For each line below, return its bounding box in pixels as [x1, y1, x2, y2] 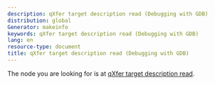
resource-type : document [7, 43, 81, 50]
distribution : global [7, 17, 72, 24]
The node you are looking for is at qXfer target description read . [7, 69, 195, 78]
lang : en [7, 37, 33, 44]
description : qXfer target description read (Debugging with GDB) [7, 10, 209, 18]
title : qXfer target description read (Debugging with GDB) [7, 50, 190, 57]
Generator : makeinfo [7, 23, 69, 30]
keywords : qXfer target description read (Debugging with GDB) [7, 30, 199, 38]
